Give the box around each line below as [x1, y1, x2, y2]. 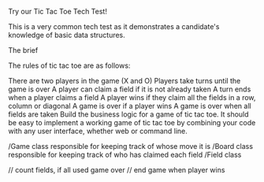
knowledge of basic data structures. [8, 31, 126, 39]
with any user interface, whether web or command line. [8, 126, 188, 136]
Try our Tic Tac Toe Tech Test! [8, 7, 108, 16]
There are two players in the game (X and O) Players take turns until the [8, 76, 241, 85]
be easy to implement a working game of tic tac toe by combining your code [8, 118, 256, 127]
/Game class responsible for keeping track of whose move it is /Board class [8, 142, 254, 150]
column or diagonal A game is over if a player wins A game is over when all [8, 102, 251, 110]
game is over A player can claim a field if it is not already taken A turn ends [8, 84, 251, 94]
